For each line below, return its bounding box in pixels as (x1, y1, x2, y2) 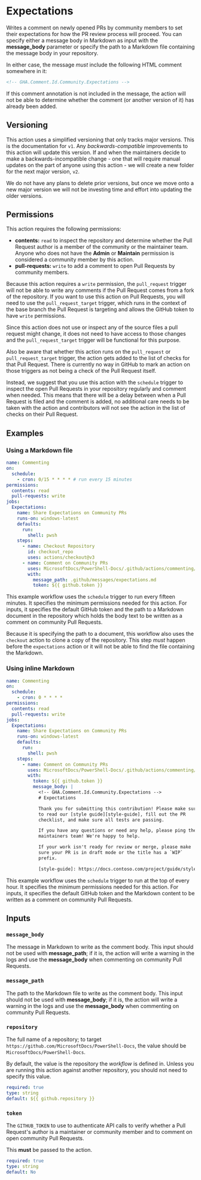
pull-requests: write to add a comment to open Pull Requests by (14, 262, 175, 270)
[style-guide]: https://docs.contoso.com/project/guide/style (38, 866, 197, 872)
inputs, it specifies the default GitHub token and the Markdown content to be (6, 889, 195, 897)
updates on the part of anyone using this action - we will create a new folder (6, 161, 194, 168)
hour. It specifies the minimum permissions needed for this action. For (6, 883, 179, 891)
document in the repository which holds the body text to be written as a (6, 612, 182, 620)
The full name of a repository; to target (6, 1036, 102, 1043)
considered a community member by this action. (14, 256, 135, 263)
